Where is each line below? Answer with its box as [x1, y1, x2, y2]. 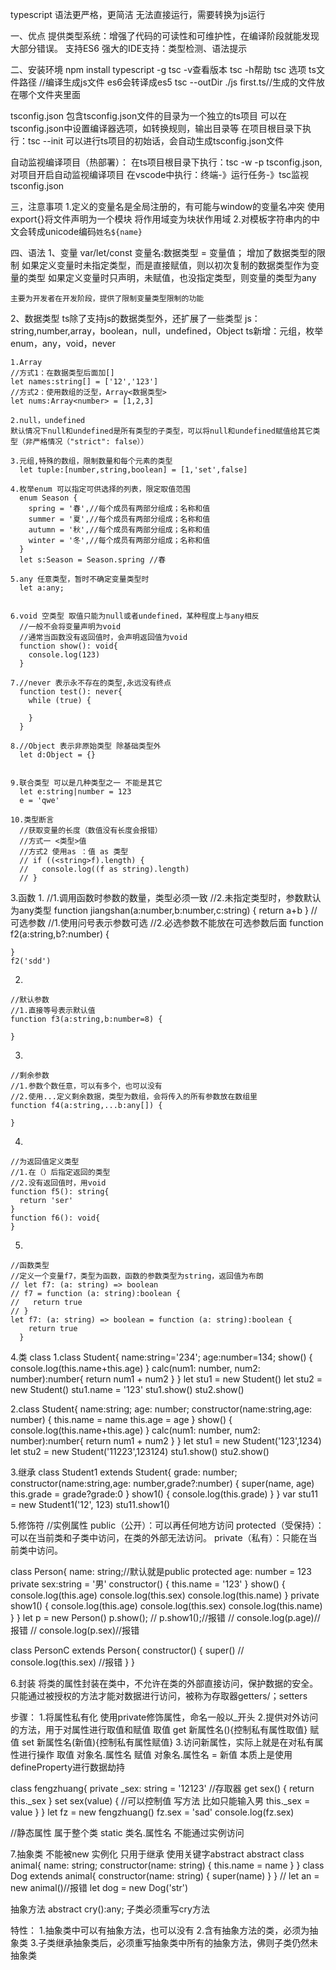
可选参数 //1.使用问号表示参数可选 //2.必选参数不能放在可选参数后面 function [10, 917, 324, 928]
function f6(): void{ [10, 1213, 101, 1223]
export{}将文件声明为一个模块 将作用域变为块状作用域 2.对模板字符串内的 [10, 213, 312, 225]
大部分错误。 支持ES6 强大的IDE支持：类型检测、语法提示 [10, 43, 248, 54]
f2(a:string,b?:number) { [10, 928, 110, 940]
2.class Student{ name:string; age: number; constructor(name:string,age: [10, 1403, 313, 1415]
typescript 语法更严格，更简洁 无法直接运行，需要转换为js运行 [10, 9, 266, 20]
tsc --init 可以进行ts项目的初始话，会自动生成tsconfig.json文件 [27, 135, 285, 147]
